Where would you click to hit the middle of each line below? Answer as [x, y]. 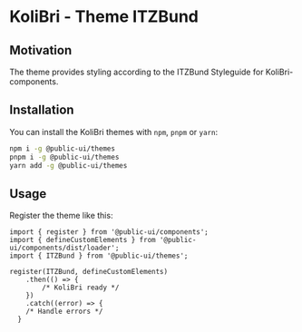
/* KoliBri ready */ [81, 288]
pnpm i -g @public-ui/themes [64, 157]
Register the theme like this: [61, 216]
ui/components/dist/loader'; [64, 248]
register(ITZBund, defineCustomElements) [89, 272]
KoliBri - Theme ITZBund [104, 17]
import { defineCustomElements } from [83, 240]
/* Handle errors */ [64, 312]
